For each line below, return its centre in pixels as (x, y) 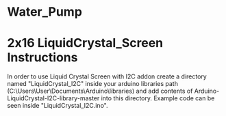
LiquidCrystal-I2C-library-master (53, 98)
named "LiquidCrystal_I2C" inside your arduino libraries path (92, 84)
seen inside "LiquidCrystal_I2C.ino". (58, 106)
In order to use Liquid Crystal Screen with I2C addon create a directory (107, 76)
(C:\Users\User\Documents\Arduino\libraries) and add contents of (100, 91)
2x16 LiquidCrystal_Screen (85, 43)
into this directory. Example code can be (158, 98)
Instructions (42, 58)
